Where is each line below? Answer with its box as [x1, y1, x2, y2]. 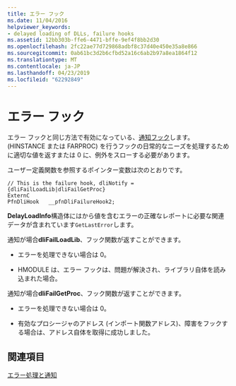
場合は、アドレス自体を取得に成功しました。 [23, 328, 154, 337]
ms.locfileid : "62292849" [7, 76, 83, 83]
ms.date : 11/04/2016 [7, 17, 69, 24]
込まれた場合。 [17, 275, 61, 283]
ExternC [7, 192, 30, 200]
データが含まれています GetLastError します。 [7, 220, 138, 229]
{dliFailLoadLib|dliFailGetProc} [7, 186, 106, 193]
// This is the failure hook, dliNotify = [7, 180, 134, 187]
